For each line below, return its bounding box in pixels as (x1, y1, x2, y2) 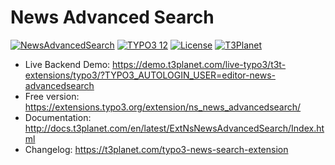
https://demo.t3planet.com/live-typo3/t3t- (112, 58, 287, 70)
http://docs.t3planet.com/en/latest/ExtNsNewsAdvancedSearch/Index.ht (24, 122, 325, 134)
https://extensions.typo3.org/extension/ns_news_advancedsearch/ (24, 101, 302, 113)
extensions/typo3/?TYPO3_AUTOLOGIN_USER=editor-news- (24, 69, 276, 81)
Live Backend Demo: (24, 58, 111, 70)
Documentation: (24, 111, 92, 123)
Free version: (24, 90, 80, 102)
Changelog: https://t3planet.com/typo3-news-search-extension (24, 143, 289, 155)
